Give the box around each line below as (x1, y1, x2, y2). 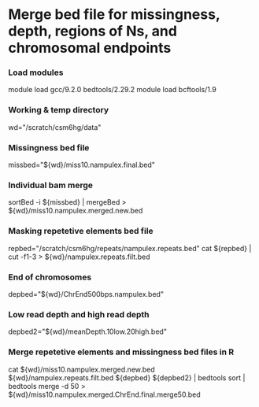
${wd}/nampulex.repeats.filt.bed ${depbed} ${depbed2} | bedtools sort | (8, 372, 246, 383)
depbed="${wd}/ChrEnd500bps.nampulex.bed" (8, 289, 164, 298)
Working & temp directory (8, 105, 109, 116)
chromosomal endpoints (8, 39, 172, 57)
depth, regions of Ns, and (8, 22, 177, 40)
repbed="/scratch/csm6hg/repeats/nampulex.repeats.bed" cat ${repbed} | (8, 243, 252, 253)
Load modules (8, 67, 64, 78)
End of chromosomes (8, 272, 92, 283)
